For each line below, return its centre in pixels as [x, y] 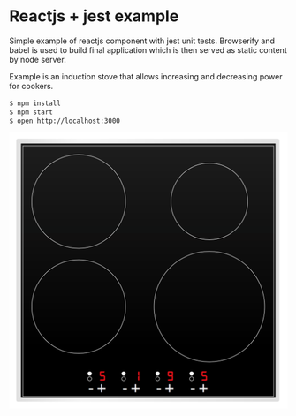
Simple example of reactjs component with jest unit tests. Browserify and [142, 41]
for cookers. [31, 86]
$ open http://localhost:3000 [65, 121]
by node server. [38, 59]
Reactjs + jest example [94, 16]
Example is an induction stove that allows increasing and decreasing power [146, 76]
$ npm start [31, 112]
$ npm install [35, 103]
